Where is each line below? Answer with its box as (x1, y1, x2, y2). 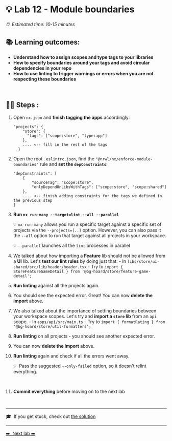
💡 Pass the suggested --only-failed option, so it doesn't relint (13, 363, 147, 369)
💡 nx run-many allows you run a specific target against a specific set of (13, 221, 162, 227)
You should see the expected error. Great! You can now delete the (13, 292, 153, 298)
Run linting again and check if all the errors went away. (13, 352, 130, 359)
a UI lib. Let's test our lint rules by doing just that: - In (13, 258, 127, 264)
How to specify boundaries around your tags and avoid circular (13, 59, 150, 66)
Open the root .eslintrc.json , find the (13, 155, 95, 162)
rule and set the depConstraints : (39, 161, 108, 167)
